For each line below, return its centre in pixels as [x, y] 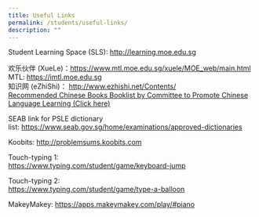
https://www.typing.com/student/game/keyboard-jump [97, 166]
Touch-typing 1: [33, 157]
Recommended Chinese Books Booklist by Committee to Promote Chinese [128, 96]
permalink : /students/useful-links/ [68, 23]
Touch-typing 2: [34, 181]
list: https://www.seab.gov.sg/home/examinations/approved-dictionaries [125, 127]
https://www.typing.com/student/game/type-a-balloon [97, 190]
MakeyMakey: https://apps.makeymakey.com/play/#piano [101, 204]
